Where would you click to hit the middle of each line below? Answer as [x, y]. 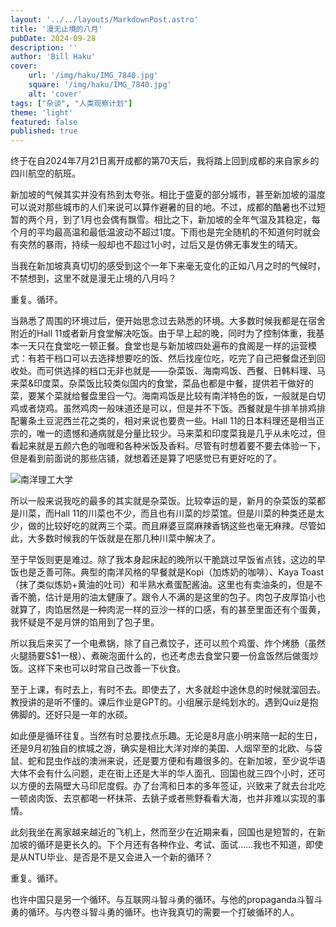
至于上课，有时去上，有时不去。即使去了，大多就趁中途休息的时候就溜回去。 [168, 690]
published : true [44, 131]
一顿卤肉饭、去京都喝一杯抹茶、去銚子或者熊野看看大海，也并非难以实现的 [163, 798]
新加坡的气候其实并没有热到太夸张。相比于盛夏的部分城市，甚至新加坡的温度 [168, 195]
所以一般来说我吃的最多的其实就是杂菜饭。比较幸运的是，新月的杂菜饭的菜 [163, 501]
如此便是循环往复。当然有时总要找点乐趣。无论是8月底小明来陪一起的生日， [166, 736]
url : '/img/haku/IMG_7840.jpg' [93, 76]
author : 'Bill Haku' [53, 57]
